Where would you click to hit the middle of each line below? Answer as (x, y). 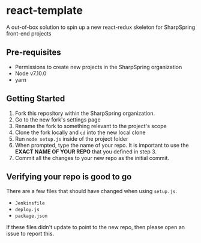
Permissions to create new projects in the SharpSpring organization (98, 67)
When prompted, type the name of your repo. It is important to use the (102, 145)
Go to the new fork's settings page (58, 119)
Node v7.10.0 (31, 73)
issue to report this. (30, 234)
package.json (31, 216)
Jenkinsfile (30, 203)
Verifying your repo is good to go (69, 177)
